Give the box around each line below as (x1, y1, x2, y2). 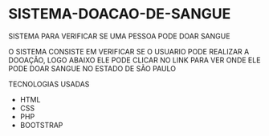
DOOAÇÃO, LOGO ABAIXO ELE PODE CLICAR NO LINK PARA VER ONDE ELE (8, 55, 261, 65)
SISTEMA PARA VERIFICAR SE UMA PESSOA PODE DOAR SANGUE (8, 31, 230, 41)
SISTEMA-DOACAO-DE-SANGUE (8, 5, 231, 23)
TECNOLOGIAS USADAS (8, 79, 90, 89)
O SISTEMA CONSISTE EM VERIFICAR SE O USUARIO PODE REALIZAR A (8, 46, 250, 56)
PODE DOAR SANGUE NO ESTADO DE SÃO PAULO (8, 63, 177, 73)
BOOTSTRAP (19, 120, 63, 130)
